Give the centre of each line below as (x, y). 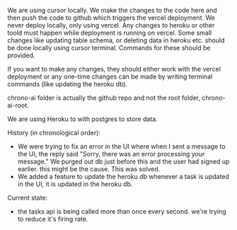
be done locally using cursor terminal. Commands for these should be (109, 48)
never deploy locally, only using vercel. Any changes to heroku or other (111, 25)
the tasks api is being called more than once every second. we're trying (122, 211)
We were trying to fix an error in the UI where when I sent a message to (122, 146)
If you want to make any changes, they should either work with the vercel (114, 69)
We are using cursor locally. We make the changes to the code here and (112, 10)
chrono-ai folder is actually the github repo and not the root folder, (104, 98)
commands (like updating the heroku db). (68, 84)
